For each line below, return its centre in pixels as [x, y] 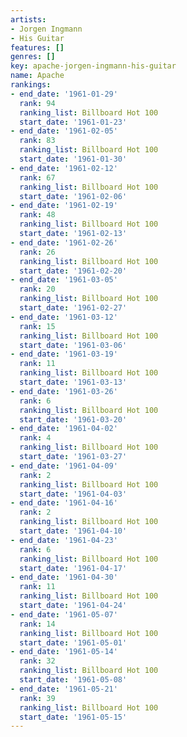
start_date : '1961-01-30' [73, 159]
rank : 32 [37, 661]
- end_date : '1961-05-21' [64, 689]
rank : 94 [37, 103]
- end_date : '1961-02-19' [64, 206]
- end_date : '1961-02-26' [64, 242]
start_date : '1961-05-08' [73, 680]
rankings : [31, 85]
